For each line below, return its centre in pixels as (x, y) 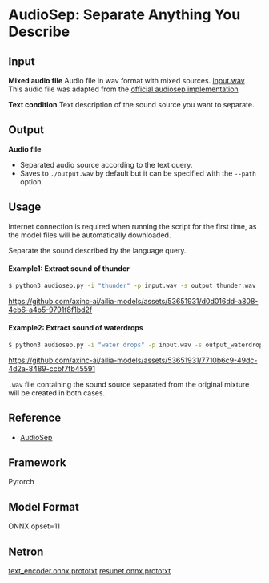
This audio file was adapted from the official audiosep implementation (123, 89)
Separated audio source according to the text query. (106, 164)
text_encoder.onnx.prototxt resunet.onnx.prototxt (90, 571)
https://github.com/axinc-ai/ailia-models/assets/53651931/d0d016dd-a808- (133, 301)
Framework (37, 462)
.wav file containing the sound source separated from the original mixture (129, 384)
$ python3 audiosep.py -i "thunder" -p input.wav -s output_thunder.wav (132, 285)
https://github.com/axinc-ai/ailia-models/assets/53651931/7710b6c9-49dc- (133, 360)
